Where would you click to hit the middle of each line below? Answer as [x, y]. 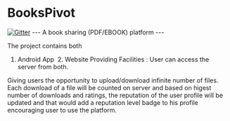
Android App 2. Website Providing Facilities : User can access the [113, 59]
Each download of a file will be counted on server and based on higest [109, 87]
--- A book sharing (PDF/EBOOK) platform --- [98, 32]
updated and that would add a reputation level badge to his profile [103, 102]
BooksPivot [41, 13]
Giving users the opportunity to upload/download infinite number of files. [113, 80]
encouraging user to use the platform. [62, 110]
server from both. [43, 66]
